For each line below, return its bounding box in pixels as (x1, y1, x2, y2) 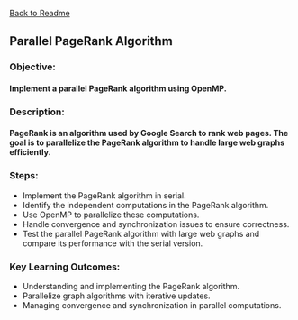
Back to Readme (9, 8, 70, 18)
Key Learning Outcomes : (9, 261, 121, 273)
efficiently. (9, 147, 51, 158)
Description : (9, 105, 65, 118)
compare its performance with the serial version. (22, 238, 203, 249)
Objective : (9, 60, 56, 73)
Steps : (9, 169, 39, 182)
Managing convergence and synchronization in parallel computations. (22, 300, 282, 311)
